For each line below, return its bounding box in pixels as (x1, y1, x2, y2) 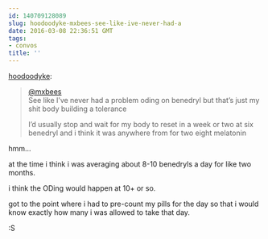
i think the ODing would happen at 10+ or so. (8, 183, 156, 193)
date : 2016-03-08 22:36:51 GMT (8, 27, 113, 35)
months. (8, 168, 36, 177)
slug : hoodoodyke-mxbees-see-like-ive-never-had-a (8, 19, 182, 27)
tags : (8, 34, 27, 43)
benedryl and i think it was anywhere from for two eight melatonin (27, 128, 247, 138)
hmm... (8, 144, 31, 153)
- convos (8, 42, 38, 50)
